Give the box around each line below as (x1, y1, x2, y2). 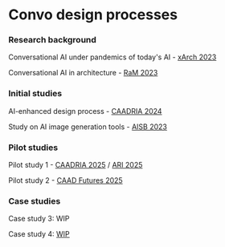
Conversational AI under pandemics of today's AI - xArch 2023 (8, 52, 217, 62)
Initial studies (8, 88, 63, 99)
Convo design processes (8, 6, 178, 24)
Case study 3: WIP (8, 214, 70, 224)
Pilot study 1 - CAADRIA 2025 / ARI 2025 (8, 160, 143, 170)
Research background (8, 34, 96, 46)
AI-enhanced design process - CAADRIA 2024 (8, 106, 162, 115)
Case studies (8, 196, 61, 206)
